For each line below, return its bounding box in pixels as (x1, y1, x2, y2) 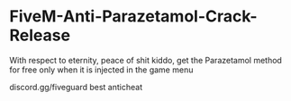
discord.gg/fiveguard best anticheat (9, 81, 142, 92)
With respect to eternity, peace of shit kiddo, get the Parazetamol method (9, 55, 282, 65)
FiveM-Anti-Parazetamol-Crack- (9, 6, 259, 27)
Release (9, 25, 70, 46)
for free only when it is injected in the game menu (9, 64, 194, 75)
